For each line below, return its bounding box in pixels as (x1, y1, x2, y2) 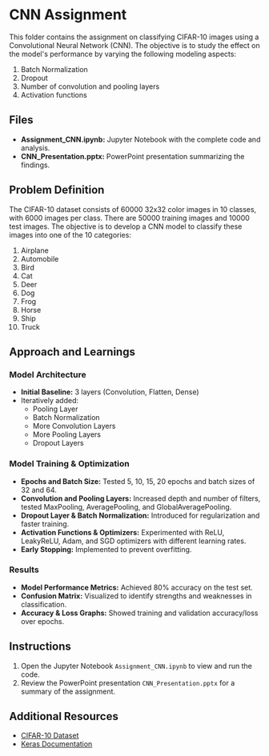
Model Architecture (9, 369, 86, 380)
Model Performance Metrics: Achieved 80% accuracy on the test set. (20, 582, 253, 592)
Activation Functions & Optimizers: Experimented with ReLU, (20, 527, 225, 537)
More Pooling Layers (32, 430, 101, 439)
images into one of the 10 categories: (9, 230, 131, 239)
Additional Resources (9, 710, 118, 723)
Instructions (9, 640, 71, 654)
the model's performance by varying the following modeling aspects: (9, 49, 237, 58)
